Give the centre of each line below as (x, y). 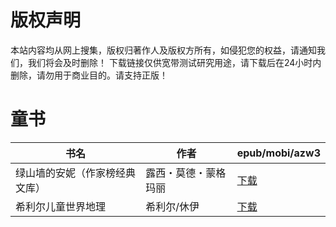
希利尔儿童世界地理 (61, 206)
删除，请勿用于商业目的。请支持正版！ (89, 75)
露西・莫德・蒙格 (186, 173)
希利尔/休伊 (172, 206)
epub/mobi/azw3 (278, 153)
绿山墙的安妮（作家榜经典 (76, 173)
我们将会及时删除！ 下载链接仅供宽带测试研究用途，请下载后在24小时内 (174, 62)
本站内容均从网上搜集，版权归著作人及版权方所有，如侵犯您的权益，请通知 (163, 50)
